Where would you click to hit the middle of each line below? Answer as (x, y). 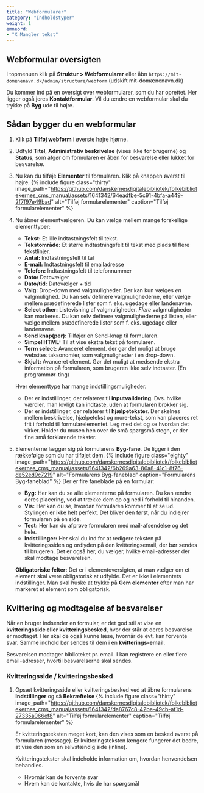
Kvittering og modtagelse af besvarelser (84, 608)
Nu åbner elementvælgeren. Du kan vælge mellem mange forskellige (101, 220)
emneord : (17, 29)
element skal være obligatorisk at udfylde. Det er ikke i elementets (98, 576)
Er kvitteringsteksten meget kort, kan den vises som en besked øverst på (107, 734)
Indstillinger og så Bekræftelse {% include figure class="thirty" (95, 696)
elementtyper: (33, 226)
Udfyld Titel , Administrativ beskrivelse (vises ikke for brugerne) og (100, 151)
